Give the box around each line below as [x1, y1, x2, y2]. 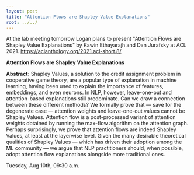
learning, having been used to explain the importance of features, [6, 83, 164, 90]
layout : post [6, 8, 38, 15]
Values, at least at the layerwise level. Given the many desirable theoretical [6, 132, 186, 139]
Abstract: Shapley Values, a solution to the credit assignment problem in [6, 71, 181, 78]
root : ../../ [6, 19, 38, 25]
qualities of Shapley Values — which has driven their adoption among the [6, 138, 182, 146]
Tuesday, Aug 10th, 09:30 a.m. [6, 162, 80, 169]
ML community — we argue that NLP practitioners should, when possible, [6, 145, 183, 152]
